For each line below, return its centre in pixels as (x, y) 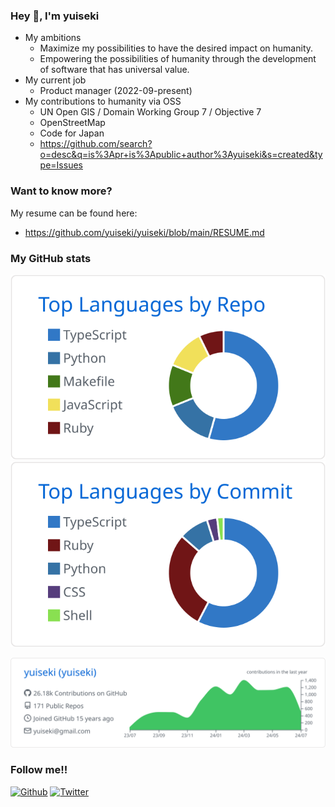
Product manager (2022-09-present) (116, 91)
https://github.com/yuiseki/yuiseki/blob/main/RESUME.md (144, 232)
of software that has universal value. (114, 70)
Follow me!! (39, 770)
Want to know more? (61, 191)
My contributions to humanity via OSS (103, 101)
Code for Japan (72, 133)
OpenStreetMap (72, 123)
